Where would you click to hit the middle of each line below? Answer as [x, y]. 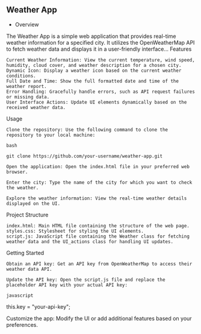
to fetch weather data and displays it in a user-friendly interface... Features [99, 49]
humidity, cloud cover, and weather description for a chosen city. [94, 65]
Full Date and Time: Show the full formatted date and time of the [93, 81]
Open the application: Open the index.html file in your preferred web [98, 166]
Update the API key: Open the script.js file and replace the [86, 280]
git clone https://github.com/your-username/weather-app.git [85, 156]
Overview [27, 24]
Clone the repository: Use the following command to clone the [87, 130]
